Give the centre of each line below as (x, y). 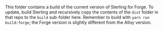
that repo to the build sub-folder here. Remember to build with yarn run (77, 17)
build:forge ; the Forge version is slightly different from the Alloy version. (78, 22)
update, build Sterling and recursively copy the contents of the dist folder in (82, 12)
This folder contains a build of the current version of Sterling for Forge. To (79, 7)
